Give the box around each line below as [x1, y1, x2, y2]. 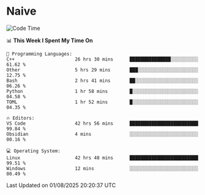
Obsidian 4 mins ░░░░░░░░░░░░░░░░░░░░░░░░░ [6, 131, 199, 137]
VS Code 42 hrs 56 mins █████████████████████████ [6, 120, 199, 127]
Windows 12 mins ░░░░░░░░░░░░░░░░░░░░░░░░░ [6, 165, 199, 172]
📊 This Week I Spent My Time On [6, 37, 93, 44]
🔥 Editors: [6, 115, 35, 121]
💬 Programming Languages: [6, 51, 72, 57]
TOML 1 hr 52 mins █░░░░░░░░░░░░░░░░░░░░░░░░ [6, 99, 199, 105]
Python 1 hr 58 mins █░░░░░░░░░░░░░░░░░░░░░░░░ [6, 88, 199, 94]
